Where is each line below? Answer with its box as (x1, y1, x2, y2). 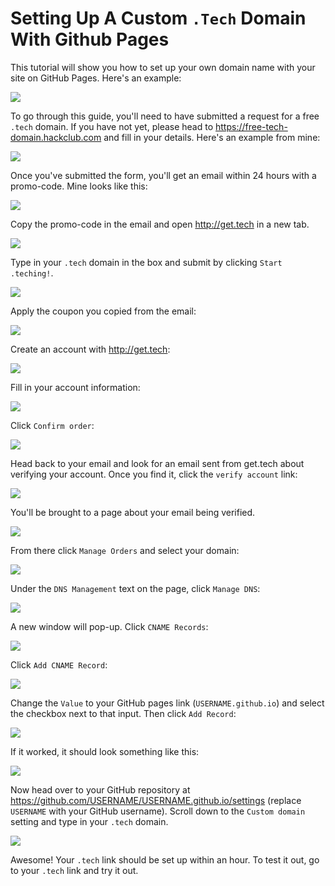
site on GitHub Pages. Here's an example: (10, 72, 182, 84)
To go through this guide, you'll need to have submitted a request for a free (10, 110, 320, 122)
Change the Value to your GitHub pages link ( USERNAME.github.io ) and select (10, 697, 325, 709)
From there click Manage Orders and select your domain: (10, 544, 240, 556)
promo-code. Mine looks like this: (10, 180, 148, 192)
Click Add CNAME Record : (10, 658, 108, 671)
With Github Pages (10, 28, 170, 51)
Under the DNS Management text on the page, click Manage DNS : (10, 582, 261, 594)
